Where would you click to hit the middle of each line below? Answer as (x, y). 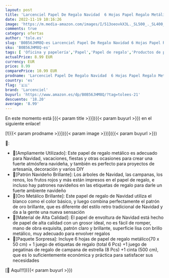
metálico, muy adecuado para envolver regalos (61, 234)
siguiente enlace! (23, 124)
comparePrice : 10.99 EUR (31, 71)
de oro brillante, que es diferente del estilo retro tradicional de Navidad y (88, 207)
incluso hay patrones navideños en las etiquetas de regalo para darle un (87, 186)
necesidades (26, 260)
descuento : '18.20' (26, 99)
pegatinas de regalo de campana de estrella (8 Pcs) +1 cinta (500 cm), (86, 250)
